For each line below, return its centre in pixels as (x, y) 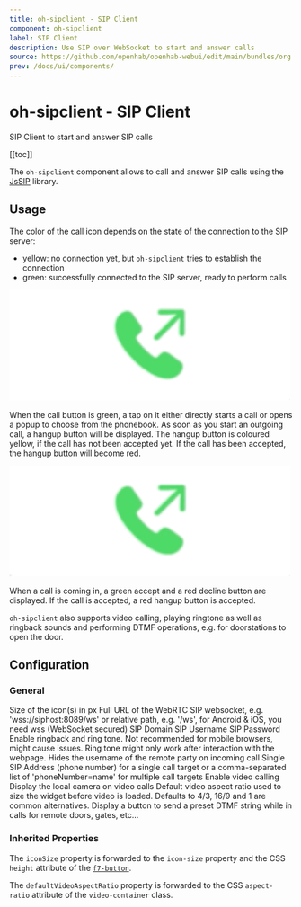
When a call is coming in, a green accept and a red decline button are (138, 591)
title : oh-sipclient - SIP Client (74, 19)
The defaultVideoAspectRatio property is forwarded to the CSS (126, 885)
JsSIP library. (34, 181)
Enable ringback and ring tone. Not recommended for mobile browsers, (142, 739)
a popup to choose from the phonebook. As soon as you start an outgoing (146, 424)
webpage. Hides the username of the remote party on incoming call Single (147, 758)
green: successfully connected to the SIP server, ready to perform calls (155, 277)
